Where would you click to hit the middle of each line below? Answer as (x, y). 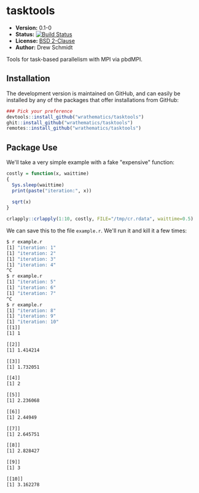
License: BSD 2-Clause (45, 41)
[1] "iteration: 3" (31, 259)
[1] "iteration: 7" (31, 293)
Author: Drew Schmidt (44, 47)
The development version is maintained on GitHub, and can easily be (93, 93)
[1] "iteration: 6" (31, 288)
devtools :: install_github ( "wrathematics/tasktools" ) (75, 117)
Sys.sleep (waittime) (38, 185)
